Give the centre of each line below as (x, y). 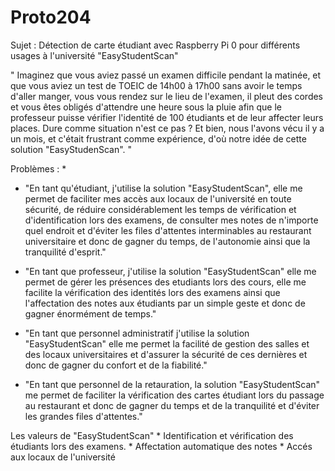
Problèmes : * (38, 168)
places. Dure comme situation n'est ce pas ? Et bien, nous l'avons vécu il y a (167, 128)
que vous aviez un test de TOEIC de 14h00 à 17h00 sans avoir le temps (156, 85)
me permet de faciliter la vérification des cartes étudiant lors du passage (174, 395)
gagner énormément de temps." (90, 313)
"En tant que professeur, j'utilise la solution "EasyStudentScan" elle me (170, 271)
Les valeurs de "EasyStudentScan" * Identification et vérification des (152, 435)
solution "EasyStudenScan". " (71, 149)
